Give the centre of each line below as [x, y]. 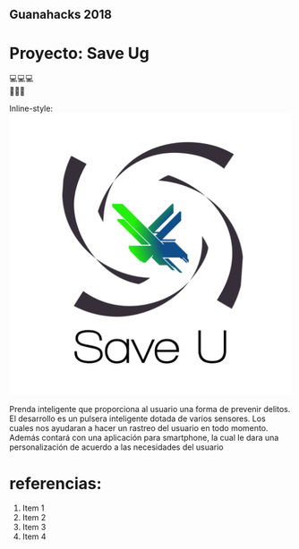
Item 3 [34, 528]
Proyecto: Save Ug [80, 53]
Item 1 [33, 508]
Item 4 [34, 536]
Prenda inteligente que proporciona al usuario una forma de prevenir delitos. [150, 410]
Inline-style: [31, 109]
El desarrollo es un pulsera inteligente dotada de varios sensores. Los [137, 418]
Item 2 [34, 518]
